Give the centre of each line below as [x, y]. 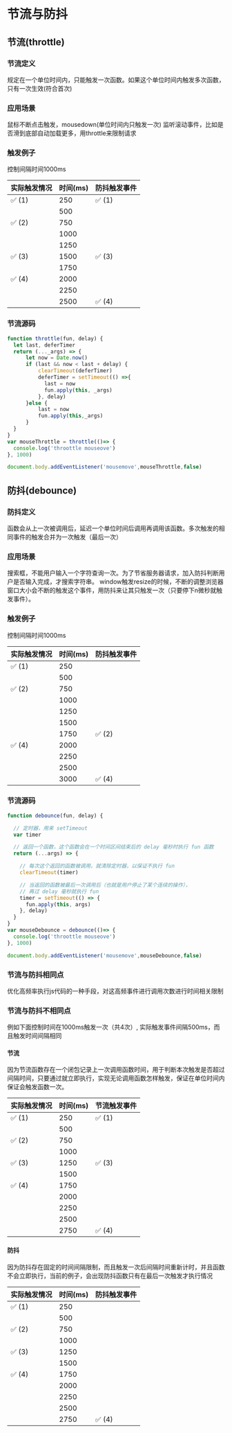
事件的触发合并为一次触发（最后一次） [67, 537]
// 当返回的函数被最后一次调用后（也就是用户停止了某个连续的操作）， [105, 885]
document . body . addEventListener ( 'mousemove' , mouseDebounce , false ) [105, 955]
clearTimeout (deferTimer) [75, 371]
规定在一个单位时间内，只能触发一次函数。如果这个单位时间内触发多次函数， [116, 80]
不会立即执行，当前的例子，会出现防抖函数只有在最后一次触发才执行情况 [110, 1276]
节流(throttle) [36, 42]
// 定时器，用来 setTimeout [50, 828]
